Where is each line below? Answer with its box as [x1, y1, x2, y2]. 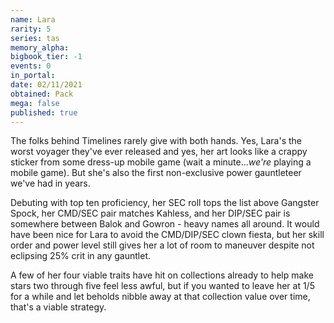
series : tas [10, 33, 60, 43]
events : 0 [10, 61, 52, 71]
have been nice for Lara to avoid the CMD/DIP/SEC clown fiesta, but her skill [10, 229, 325, 241]
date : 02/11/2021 [10, 80, 83, 90]
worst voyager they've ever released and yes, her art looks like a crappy [10, 146, 308, 158]
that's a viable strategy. [10, 301, 107, 313]
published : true [10, 107, 78, 118]
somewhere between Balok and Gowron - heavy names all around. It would [10, 218, 320, 230]
